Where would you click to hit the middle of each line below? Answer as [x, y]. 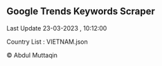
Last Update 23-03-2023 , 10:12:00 [57, 28]
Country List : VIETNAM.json [47, 42]
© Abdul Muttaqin [32, 55]
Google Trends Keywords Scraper [81, 11]
